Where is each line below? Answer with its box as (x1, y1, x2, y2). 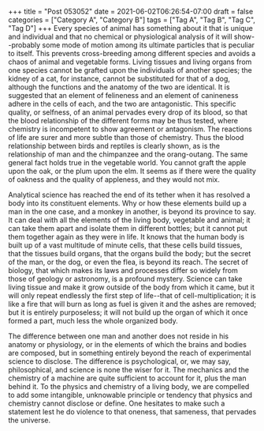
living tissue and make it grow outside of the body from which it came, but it (8, 282, 255, 292)
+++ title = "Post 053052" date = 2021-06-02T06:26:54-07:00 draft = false (8, 7, 254, 16)
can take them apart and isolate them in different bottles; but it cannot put (8, 224, 248, 233)
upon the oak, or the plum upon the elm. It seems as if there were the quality (8, 166, 256, 176)
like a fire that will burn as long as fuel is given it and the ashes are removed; (8, 300, 257, 308)
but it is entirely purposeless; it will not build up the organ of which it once (8, 308, 248, 317)
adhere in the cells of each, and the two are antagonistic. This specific (8, 99, 236, 108)
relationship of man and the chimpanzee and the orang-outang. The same (8, 149, 248, 159)
